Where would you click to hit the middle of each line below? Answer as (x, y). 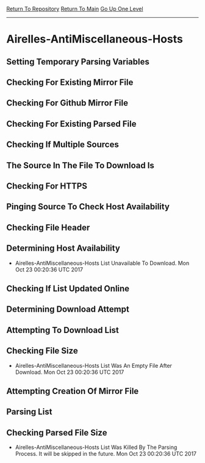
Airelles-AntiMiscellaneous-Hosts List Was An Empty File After (94, 365)
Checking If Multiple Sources (63, 145)
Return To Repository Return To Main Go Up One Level (75, 9)
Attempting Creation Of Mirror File (73, 391)
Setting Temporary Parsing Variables (78, 61)
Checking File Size (42, 351)
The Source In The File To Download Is (80, 165)
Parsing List (29, 412)
